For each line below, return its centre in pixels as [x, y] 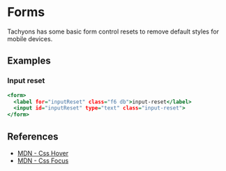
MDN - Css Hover [43, 153]
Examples [29, 61]
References [33, 136]
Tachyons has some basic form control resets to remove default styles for [113, 31]
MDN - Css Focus [43, 161]
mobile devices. [30, 38]
